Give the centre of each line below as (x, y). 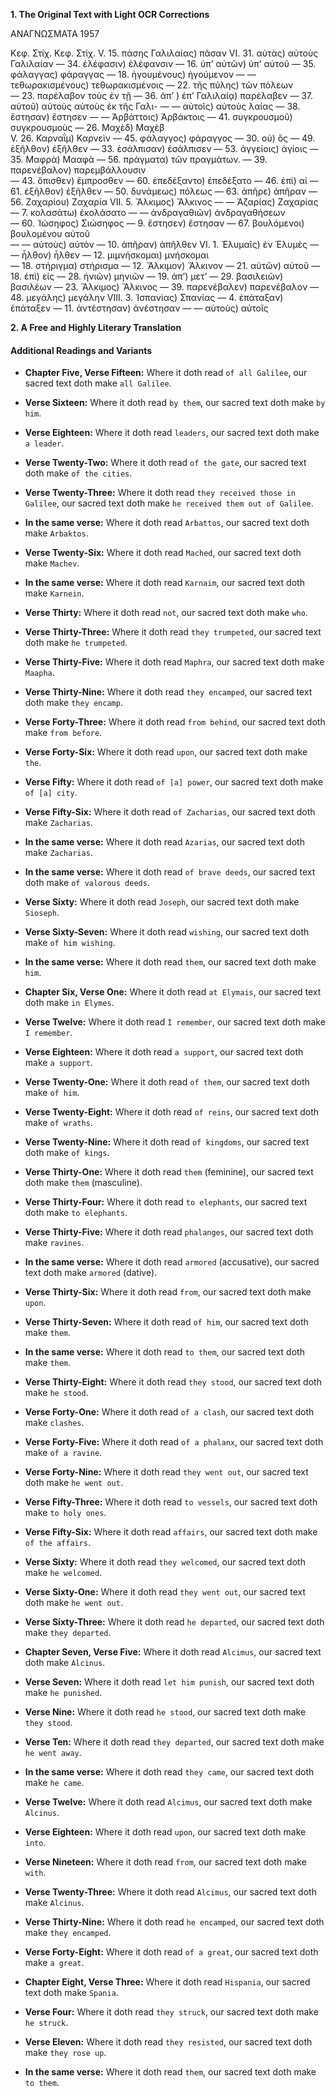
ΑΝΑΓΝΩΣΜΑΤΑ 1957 (55, 33)
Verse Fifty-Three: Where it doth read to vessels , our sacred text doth (171, 1502)
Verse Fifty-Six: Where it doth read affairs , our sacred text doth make (171, 1532)
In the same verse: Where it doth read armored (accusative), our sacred (172, 1262)
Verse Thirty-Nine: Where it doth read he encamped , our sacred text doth (174, 1922)
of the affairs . (58, 1543)
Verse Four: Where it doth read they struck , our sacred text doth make (171, 2012)
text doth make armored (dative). (91, 1273)
